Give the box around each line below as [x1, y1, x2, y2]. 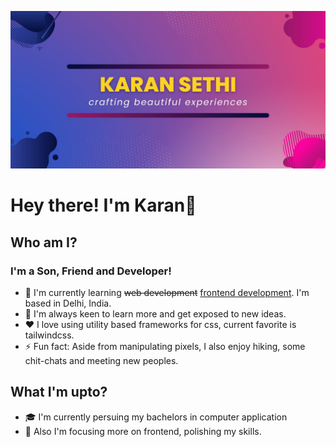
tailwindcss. [24, 329, 75, 341]
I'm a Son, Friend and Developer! [10, 264, 172, 278]
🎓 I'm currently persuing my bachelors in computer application [24, 411, 288, 423]
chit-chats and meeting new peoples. [24, 354, 179, 366]
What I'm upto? [10, 384, 108, 401]
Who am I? [10, 234, 78, 251]
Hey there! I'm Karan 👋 [10, 194, 197, 217]
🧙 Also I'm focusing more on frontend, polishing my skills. [24, 425, 262, 437]
